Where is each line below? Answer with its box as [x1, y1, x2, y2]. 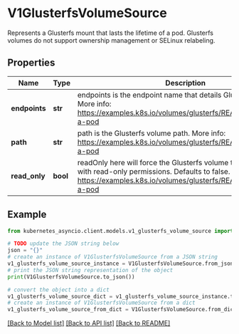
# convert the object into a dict [7, 286, 110, 293]
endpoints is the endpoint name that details [77, 90, 222, 100]
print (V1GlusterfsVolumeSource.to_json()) [7, 273, 135, 281]
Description [165, 78, 206, 88]
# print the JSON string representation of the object [7, 266, 174, 273]
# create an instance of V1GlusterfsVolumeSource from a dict [7, 299, 196, 307]
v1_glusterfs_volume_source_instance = [7, 260, 126, 268]
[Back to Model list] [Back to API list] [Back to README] [7, 319, 171, 328]
